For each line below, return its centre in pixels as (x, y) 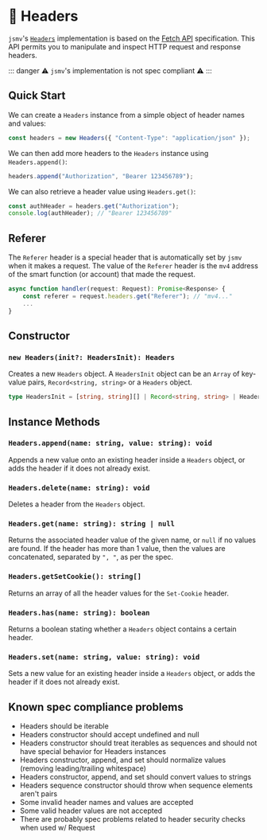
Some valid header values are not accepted (91, 811)
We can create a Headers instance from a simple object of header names (126, 115)
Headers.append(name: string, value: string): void (110, 443)
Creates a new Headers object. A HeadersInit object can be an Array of (124, 374)
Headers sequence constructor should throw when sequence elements (136, 785)
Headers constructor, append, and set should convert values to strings (135, 777)
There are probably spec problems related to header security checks (133, 819)
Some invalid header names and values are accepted (106, 803)
